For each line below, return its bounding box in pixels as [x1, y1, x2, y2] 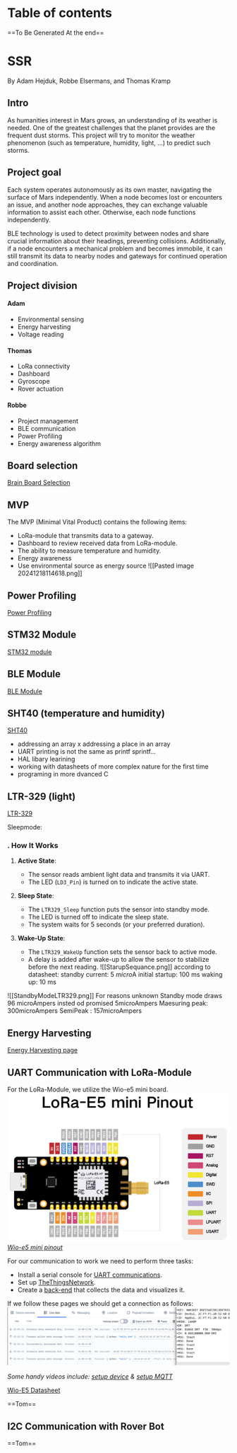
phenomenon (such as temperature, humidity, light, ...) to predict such [7, 138, 211, 147]
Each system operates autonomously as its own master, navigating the [7, 185, 212, 194]
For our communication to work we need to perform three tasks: [7, 1256, 194, 1265]
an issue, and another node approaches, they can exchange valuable [7, 200, 208, 209]
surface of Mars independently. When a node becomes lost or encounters [7, 193, 222, 201]
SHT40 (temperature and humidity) [7, 707, 166, 719]
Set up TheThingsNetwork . [17, 1277, 96, 1286]
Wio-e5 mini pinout [7, 1243, 63, 1251]
